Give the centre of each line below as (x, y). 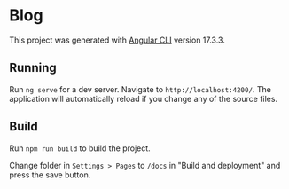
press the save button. (50, 175)
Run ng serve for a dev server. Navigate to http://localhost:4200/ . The (141, 89)
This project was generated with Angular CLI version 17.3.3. (117, 40)
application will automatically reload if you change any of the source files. (143, 98)
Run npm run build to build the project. (80, 148)
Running (33, 68)
